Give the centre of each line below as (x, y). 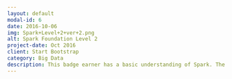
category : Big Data (35, 58)
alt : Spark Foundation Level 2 (52, 39)
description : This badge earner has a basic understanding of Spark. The (116, 65)
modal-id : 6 (24, 20)
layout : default (31, 13)
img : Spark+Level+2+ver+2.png (51, 33)
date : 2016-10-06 (32, 26)
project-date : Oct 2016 (42, 45)
